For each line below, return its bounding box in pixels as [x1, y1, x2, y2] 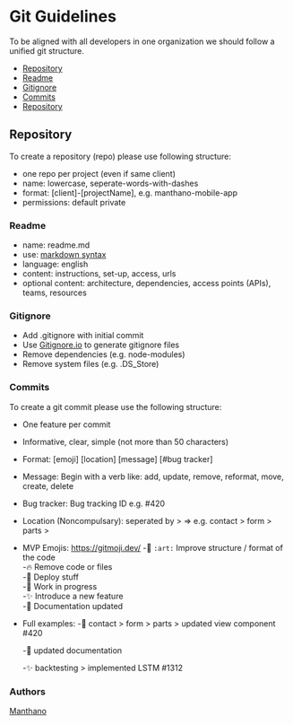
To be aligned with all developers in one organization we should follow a [9, 36, 275, 47]
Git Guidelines [9, 6, 116, 27]
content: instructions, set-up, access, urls [22, 268, 177, 279]
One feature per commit [22, 419, 111, 430]
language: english [22, 258, 89, 270]
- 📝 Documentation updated [22, 600, 124, 611]
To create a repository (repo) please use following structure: [9, 151, 231, 162]
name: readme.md [22, 240, 90, 250]
